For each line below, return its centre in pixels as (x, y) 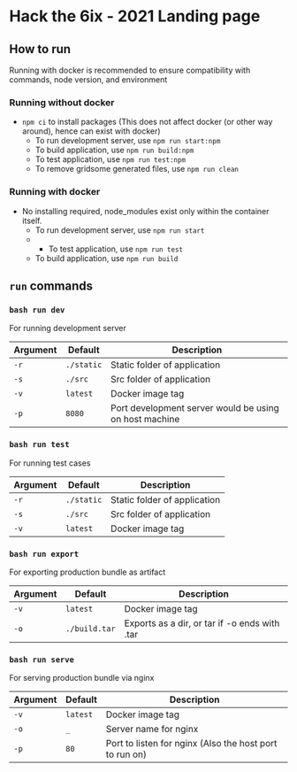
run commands (51, 286)
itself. (32, 220)
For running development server (68, 328)
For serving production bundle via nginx (82, 678)
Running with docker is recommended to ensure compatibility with (130, 70)
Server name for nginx (152, 730)
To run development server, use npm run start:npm (128, 141)
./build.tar (91, 629)
